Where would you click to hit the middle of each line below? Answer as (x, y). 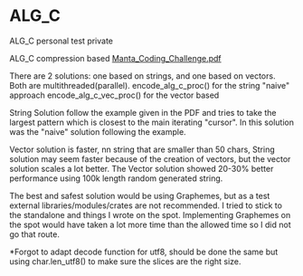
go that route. (35, 234)
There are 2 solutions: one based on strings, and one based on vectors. (142, 76)
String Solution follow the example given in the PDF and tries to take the (143, 112)
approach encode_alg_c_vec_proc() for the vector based (114, 95)
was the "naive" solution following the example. (98, 131)
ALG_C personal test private (62, 41)
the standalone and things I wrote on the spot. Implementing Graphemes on (150, 214)
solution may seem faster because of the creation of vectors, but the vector (150, 158)
